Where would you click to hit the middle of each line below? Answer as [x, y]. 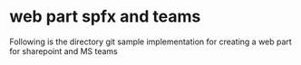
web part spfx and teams [105, 17]
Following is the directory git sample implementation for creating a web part [150, 42]
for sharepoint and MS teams [63, 51]
